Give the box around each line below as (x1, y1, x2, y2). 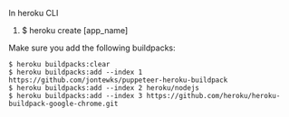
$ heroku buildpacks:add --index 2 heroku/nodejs (8, 84, 200, 93)
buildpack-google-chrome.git (8, 99, 119, 108)
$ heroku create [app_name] (21, 25, 129, 35)
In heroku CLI (8, 8, 59, 18)
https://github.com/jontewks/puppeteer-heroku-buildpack (8, 76, 228, 85)
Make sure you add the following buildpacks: (8, 42, 176, 53)
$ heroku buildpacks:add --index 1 (8, 67, 143, 76)
